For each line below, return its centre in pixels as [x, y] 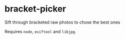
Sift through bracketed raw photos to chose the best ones [62, 22]
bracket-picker [35, 9]
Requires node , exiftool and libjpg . [40, 31]
